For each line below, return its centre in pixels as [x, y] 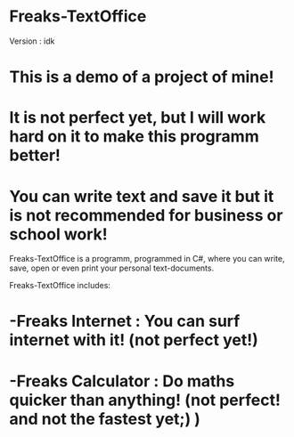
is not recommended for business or [146, 215]
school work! [59, 234]
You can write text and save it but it [142, 196]
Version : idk [32, 41]
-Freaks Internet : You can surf [125, 321]
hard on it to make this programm [135, 137]
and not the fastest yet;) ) [105, 419]
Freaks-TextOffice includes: [60, 286]
